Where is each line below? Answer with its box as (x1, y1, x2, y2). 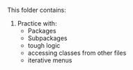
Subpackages (27, 34, 68, 42)
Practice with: (17, 19, 57, 27)
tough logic (27, 42, 61, 49)
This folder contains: (7, 6, 66, 14)
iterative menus (27, 56, 72, 64)
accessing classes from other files (27, 49, 127, 57)
